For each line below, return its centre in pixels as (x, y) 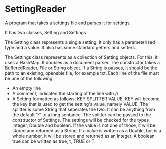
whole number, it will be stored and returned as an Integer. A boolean (83, 136)
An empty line (27, 88)
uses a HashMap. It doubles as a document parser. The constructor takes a (83, 62)
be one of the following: (29, 78)
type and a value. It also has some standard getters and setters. (71, 47)
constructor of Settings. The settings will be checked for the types (81, 120)
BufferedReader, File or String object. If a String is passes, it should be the (81, 68)
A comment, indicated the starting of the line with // (65, 93)
